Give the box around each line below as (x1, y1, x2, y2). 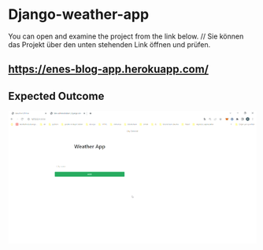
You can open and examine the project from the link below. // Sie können (8, 31, 244, 41)
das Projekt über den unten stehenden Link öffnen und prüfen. (8, 39, 211, 49)
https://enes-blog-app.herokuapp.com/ (8, 63, 209, 76)
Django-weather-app (8, 6, 150, 24)
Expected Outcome (8, 89, 105, 103)
